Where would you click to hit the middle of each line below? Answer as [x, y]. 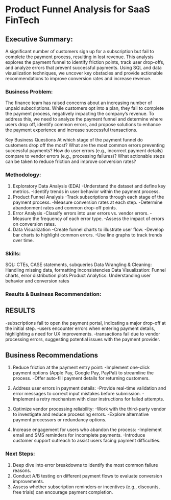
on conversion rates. [34, 224]
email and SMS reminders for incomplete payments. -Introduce [79, 435]
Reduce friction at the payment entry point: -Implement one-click [81, 367]
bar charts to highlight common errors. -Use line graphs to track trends [87, 235]
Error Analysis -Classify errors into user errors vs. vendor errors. [81, 213]
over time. [23, 240]
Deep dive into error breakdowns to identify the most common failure [85, 465]
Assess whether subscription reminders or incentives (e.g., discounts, [86, 487]
